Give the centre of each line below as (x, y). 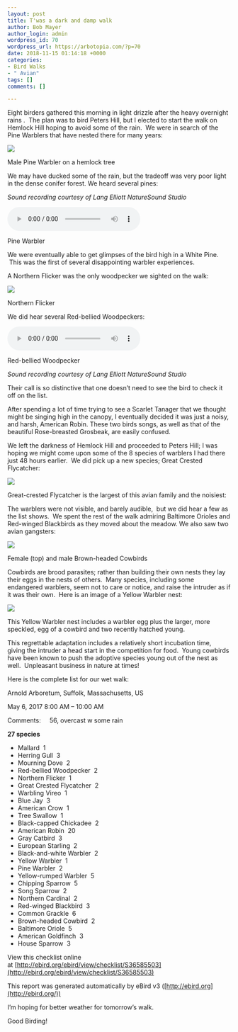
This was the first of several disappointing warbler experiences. (102, 262)
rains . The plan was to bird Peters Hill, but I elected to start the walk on (112, 120)
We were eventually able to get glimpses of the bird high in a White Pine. (113, 255)
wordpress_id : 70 (33, 40)
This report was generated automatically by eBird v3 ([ (87, 986)
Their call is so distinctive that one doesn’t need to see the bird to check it (115, 388)
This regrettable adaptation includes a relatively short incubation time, (109, 643)
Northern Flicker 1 (45, 778)
